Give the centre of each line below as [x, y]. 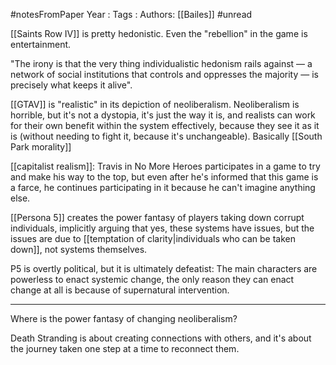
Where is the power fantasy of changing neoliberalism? [124, 318]
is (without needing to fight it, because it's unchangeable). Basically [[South [166, 136]
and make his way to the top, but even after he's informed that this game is [164, 177]
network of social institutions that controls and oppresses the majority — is [164, 74]
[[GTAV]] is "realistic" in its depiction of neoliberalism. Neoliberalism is [155, 104]
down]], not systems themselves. [79, 249]
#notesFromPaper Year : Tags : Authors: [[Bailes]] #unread [131, 14]
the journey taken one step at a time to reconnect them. [125, 348]
